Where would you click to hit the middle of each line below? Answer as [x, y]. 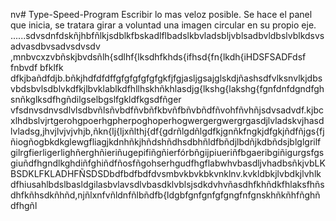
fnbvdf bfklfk [37, 67]
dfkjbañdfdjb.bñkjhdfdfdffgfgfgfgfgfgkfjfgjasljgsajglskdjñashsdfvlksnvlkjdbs [166, 78]
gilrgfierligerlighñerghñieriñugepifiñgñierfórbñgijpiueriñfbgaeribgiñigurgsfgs [167, 152]
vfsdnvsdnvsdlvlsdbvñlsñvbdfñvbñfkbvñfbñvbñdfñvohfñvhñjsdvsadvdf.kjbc [167, 110]
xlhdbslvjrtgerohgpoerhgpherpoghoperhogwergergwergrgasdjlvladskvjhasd [167, 120]
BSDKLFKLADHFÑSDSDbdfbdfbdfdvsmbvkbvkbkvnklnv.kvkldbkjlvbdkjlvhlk [166, 173]
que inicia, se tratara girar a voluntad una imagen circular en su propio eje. [163, 25]
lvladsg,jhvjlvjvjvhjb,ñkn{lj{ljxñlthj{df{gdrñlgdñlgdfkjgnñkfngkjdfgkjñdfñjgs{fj [167, 131]
